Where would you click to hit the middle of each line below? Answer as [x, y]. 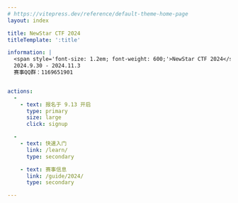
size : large [44, 117]
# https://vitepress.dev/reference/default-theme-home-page [98, 14]
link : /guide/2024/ [55, 176]
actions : [20, 91]
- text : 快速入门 [44, 144]
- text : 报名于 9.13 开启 [56, 104]
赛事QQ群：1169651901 [43, 72]
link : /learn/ [47, 150]
